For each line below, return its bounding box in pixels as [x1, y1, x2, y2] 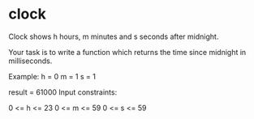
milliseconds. [8, 56, 53, 66]
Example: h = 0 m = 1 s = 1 [8, 71, 96, 81]
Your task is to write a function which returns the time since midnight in [8, 47, 247, 57]
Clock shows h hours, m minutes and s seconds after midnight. [8, 32, 219, 41]
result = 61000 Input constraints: [8, 87, 118, 97]
